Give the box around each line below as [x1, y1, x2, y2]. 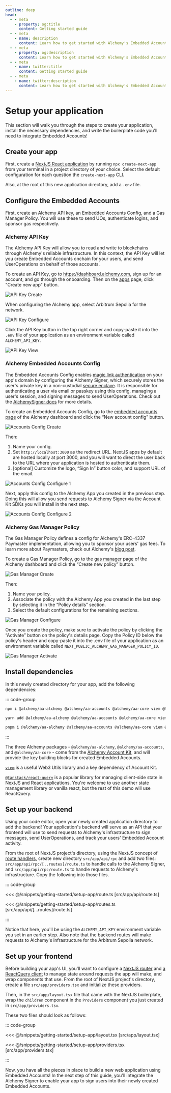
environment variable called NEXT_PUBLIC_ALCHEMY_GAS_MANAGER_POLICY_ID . [5, 643, 159, 649]
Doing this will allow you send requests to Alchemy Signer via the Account [5, 496, 161, 502]
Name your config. [12, 443, 52, 449]
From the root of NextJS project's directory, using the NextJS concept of [5, 850, 158, 856]
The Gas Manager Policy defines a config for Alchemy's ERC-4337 [5, 535, 146, 541]
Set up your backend [5, 805, 73, 814]
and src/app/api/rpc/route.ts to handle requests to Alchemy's [5, 866, 138, 873]
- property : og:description [14, 50, 74, 55]
